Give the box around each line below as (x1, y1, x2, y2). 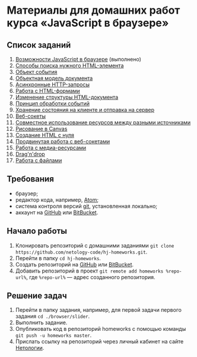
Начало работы (7, 226, 68, 236)
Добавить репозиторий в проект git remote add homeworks (15, 267, 164, 274)
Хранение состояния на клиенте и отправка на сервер (15, 107, 155, 113)
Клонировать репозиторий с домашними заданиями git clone (15, 242, 174, 249)
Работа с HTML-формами (15, 87, 81, 94)
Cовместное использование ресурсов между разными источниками (15, 119, 191, 126)
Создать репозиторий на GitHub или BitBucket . (15, 261, 134, 268)
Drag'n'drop (15, 151, 45, 158)
